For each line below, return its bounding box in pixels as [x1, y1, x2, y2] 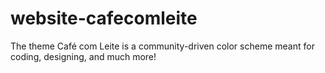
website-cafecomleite [10, 7, 198, 30]
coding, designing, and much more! [10, 50, 157, 62]
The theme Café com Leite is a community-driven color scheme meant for [10, 40, 315, 52]
